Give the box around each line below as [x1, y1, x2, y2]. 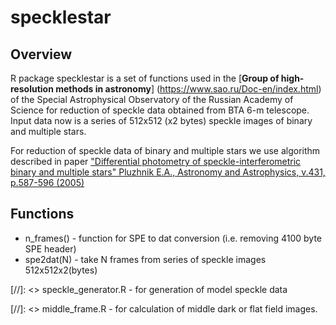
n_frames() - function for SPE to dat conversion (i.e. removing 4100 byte [24, 232, 323, 244]
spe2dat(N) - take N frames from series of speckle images [24, 253, 267, 265]
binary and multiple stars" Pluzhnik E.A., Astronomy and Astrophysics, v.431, [10, 166, 326, 178]
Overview [10, 46, 73, 63]
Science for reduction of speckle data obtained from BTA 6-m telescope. [10, 104, 310, 116]
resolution [10, 83, 54, 95]
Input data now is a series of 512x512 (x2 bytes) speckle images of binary [10, 115, 313, 126]
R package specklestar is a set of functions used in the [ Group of [10, 72, 280, 84]
